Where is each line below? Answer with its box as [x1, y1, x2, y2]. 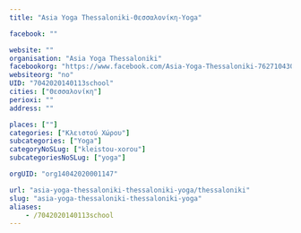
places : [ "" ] [9, 120, 58, 129]
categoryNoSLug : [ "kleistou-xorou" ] [9, 145, 146, 154]
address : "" [9, 104, 54, 113]
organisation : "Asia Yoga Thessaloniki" [9, 54, 163, 63]
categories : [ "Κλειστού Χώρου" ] [9, 128, 130, 137]
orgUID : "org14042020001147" [9, 169, 118, 178]
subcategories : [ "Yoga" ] [9, 136, 102, 146]
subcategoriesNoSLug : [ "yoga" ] [9, 153, 126, 162]
